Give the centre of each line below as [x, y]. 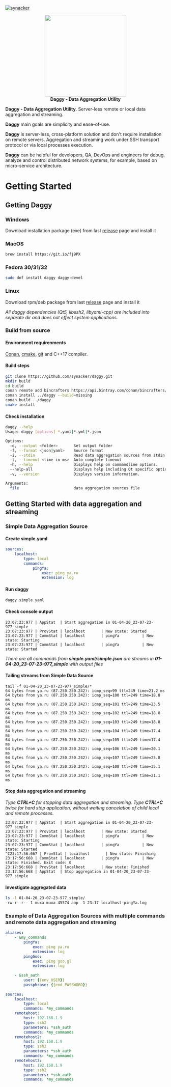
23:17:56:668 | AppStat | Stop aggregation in [57, 872]
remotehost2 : [28, 1037]
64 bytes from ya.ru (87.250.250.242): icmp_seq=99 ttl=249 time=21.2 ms [85, 691]
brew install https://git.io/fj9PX [43, 255]
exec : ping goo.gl [52, 961]
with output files [86, 664]
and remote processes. [30, 813]
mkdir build [18, 381]
